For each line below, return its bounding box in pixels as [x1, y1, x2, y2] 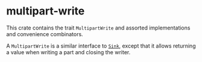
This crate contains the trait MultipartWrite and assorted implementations [6, 24, 191, 31]
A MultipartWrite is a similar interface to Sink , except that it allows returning [6, 42, 196, 49]
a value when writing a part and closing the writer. [6, 48, 131, 55]
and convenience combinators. [6, 30, 83, 37]
